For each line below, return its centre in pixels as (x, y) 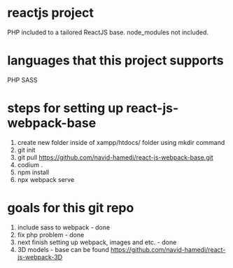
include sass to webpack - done (64, 227)
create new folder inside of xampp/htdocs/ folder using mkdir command (121, 142)
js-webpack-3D (40, 257)
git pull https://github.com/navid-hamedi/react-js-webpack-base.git (115, 157)
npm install (33, 172)
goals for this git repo (71, 208)
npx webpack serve (46, 179)
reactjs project (51, 13)
